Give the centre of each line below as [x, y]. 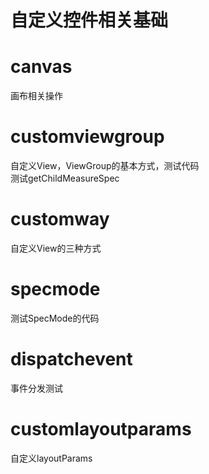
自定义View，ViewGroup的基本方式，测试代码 [105, 166]
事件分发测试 [36, 388]
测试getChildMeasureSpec [65, 178]
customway [60, 219]
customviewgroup [87, 137]
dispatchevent [71, 359]
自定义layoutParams [51, 458]
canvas [41, 67]
